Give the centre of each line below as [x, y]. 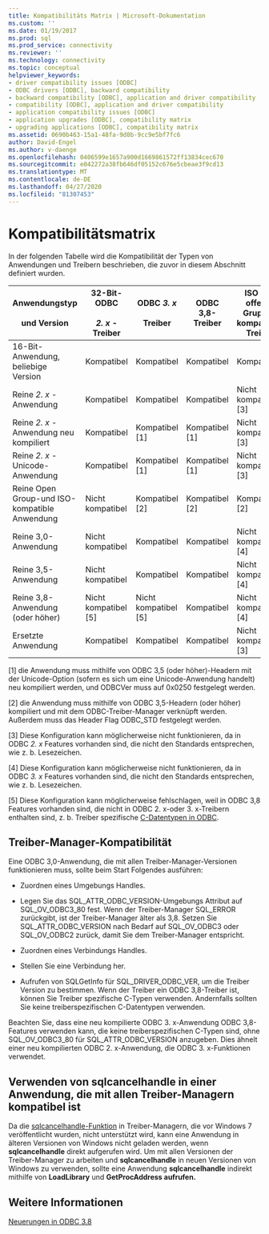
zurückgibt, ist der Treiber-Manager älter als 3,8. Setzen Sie [118, 918]
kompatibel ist [45, 1106]
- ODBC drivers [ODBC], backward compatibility [89, 90]
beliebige [30, 367]
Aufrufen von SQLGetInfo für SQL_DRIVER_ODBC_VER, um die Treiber [134, 982]
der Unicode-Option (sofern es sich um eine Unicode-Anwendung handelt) [132, 679]
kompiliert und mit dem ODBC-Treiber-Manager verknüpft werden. [118, 711]
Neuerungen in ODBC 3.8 [50, 1222]
